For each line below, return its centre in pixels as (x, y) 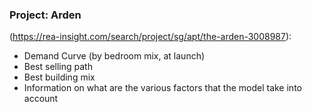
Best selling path (58, 67)
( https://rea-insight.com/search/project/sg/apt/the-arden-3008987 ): (150, 37)
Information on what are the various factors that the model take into (162, 88)
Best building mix (59, 77)
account (41, 99)
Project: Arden (45, 15)
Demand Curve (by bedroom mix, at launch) (114, 56)
